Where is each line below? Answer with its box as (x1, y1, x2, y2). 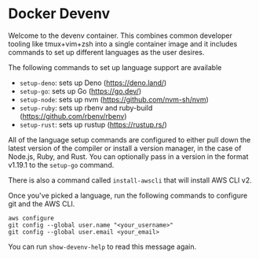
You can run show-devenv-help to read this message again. (8, 242, 197, 251)
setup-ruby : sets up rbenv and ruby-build (19, 103, 153, 113)
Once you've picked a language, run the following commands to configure (8, 191, 248, 200)
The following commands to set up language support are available (8, 62, 222, 72)
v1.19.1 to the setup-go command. (8, 160, 115, 169)
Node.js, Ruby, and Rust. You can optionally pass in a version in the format (8, 151, 249, 161)
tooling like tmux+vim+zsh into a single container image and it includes (8, 39, 238, 48)
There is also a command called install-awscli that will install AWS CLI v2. (8, 175, 253, 185)
